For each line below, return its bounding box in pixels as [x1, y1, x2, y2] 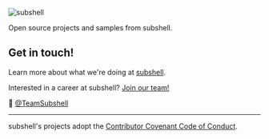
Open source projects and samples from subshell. [8, 23, 173, 32]
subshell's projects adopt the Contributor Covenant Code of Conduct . [8, 121, 238, 131]
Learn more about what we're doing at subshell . [8, 67, 167, 77]
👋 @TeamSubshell [8, 98, 69, 108]
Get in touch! [8, 46, 74, 60]
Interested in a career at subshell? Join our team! [8, 82, 170, 92]
